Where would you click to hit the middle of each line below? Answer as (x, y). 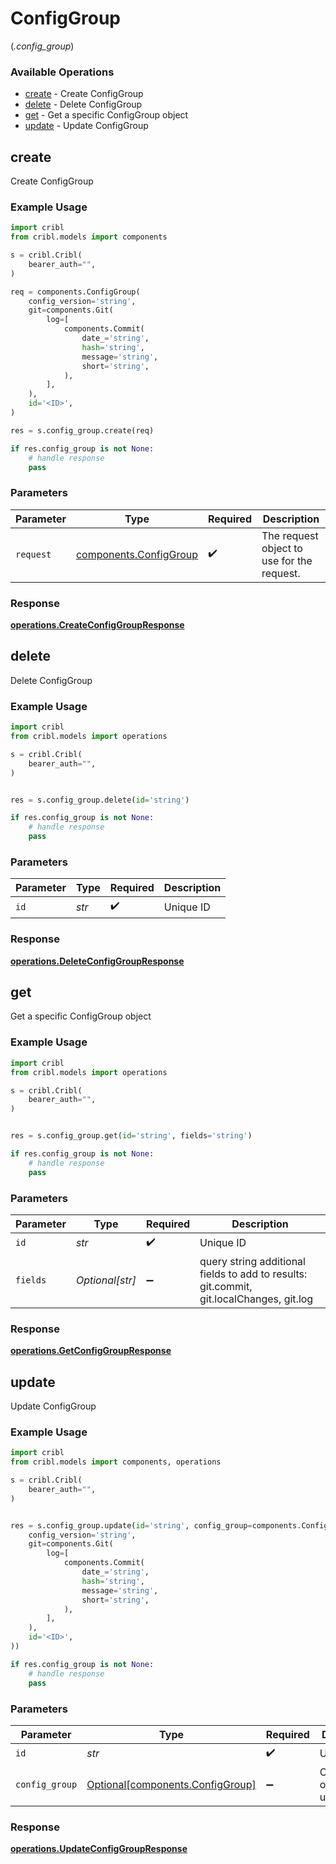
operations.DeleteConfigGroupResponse (97, 961)
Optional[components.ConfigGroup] (171, 1784)
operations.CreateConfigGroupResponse (97, 625)
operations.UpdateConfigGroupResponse (99, 1849)
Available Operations (62, 72)
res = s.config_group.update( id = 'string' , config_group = (131, 1525)
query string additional (252, 1261)
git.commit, (226, 1286)
